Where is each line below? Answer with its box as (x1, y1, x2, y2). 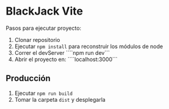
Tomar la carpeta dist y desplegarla (14, 96, 106, 103)
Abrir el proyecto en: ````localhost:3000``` (14, 55, 118, 63)
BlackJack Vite (5, 4, 84, 18)
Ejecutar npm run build (14, 90, 73, 97)
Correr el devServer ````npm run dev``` (14, 49, 110, 56)
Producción (5, 73, 51, 83)
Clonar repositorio (14, 36, 60, 43)
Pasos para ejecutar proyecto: (5, 24, 82, 32)
